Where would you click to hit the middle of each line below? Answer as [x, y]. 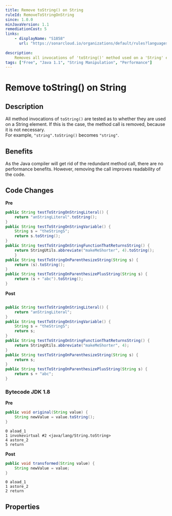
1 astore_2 [17, 487]
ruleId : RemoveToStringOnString [40, 15]
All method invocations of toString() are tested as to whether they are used [86, 119]
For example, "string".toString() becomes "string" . [62, 135]
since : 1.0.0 [19, 19]
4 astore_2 [17, 440]
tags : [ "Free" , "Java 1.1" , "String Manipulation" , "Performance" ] [79, 62]
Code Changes [29, 191]
